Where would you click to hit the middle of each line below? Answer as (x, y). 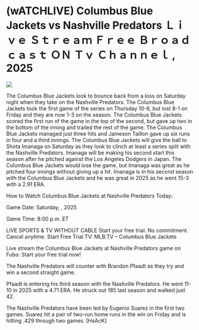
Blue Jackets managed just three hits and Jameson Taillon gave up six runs (98, 133)
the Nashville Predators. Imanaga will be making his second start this (90, 152)
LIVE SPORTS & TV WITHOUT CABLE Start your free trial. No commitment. (97, 230)
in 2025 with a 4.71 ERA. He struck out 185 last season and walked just (99, 290)
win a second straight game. (41, 272)
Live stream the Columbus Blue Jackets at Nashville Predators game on (94, 248)
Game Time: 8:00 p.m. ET (38, 219)
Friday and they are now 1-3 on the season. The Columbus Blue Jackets (94, 115)
